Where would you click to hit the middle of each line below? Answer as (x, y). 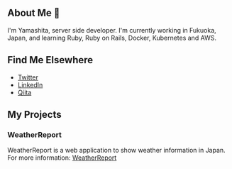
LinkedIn (30, 84)
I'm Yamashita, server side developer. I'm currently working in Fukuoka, (112, 30)
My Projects (34, 115)
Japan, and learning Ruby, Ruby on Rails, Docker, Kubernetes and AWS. (112, 38)
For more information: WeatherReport (62, 158)
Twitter (28, 77)
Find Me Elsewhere (50, 60)
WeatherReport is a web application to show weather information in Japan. (116, 151)
